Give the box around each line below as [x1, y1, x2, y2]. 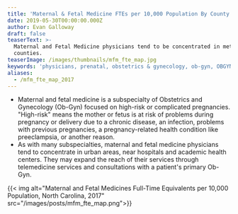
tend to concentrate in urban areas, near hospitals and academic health [17, 148, 227, 156]
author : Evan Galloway [7, 23, 74, 30]
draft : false [7, 30, 46, 37]
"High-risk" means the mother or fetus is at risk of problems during [17, 110, 214, 119]
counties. [13, 50, 42, 57]
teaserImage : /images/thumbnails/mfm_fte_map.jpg [7, 57, 157, 64]
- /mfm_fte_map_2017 [13, 76, 74, 83]
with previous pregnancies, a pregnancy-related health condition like [17, 125, 218, 134]
